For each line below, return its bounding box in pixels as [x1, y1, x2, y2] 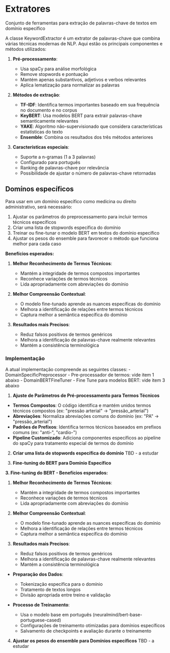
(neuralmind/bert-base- [92, 612, 143, 618]
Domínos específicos [5, 185, 74, 193]
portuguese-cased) [20, 617, 62, 623]
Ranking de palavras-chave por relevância [20, 164, 109, 171]
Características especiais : [12, 144, 70, 150]
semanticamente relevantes [20, 118, 79, 124]
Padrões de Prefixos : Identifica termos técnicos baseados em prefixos [12, 424, 161, 430]
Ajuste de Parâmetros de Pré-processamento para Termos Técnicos [12, 392, 160, 399]
